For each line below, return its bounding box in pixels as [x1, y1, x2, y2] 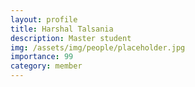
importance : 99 [10, 52, 74, 62]
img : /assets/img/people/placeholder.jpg [10, 42, 186, 53]
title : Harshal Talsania [10, 24, 114, 34]
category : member [10, 61, 83, 71]
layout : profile [10, 14, 78, 25]
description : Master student [10, 33, 132, 43]
